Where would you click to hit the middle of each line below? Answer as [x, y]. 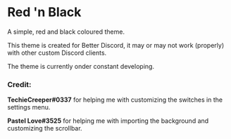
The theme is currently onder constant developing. [81, 66]
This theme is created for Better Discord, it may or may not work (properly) [116, 45]
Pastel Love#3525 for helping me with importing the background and [108, 121]
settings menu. [29, 107]
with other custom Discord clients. [57, 53]
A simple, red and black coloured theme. [66, 32]
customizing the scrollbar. [45, 128]
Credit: [19, 84]
